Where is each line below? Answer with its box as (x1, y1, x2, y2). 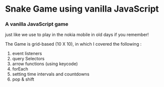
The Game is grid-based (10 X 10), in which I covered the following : (5, 41, 142, 47)
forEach (12, 66, 28, 72)
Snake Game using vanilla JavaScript (5, 3, 159, 15)
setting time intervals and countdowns (12, 71, 90, 77)
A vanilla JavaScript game (5, 21, 69, 28)
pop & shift (12, 76, 34, 82)
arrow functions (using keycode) (12, 61, 78, 67)
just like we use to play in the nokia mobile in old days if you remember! (5, 32, 149, 37)
